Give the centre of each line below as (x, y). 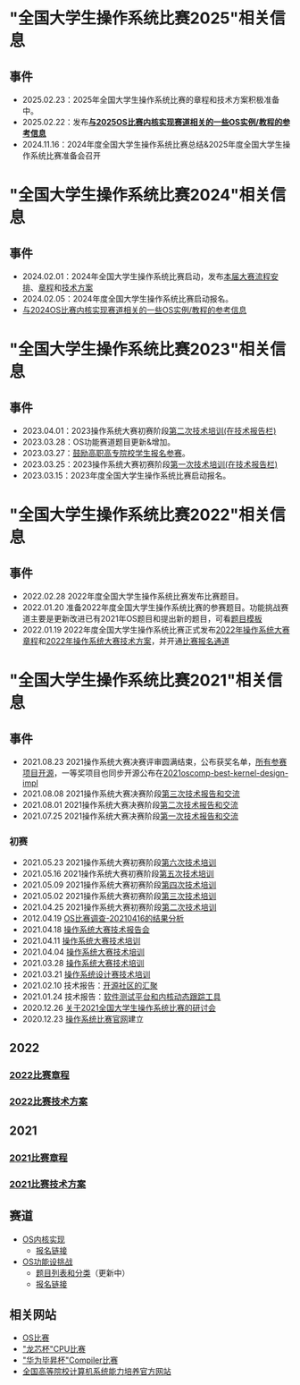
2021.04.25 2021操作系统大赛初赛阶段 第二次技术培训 (119, 907)
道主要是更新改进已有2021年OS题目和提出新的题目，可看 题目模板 (142, 619)
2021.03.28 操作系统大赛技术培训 (83, 964)
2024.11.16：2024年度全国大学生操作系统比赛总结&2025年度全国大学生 (152, 144)
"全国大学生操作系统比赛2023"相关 (140, 349)
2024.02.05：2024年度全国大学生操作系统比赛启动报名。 (128, 299)
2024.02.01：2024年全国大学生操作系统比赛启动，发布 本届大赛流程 (146, 276)
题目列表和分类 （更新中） (83, 1272)
